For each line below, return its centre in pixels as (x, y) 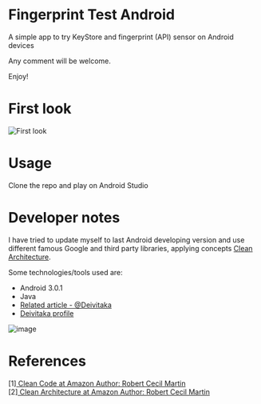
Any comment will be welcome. (60, 61)
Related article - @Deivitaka (65, 305)
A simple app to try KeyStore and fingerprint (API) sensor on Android (121, 37)
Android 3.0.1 (41, 288)
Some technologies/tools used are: (66, 272)
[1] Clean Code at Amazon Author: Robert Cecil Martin (97, 383)
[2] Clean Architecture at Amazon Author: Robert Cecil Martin (109, 392)
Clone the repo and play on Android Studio (79, 185)
